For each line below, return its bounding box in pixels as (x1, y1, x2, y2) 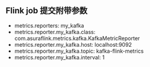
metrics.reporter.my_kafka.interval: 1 (14, 53, 105, 61)
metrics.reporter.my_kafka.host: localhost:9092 (14, 41, 132, 48)
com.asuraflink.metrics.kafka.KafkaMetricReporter (14, 35, 140, 42)
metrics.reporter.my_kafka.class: (14, 28, 96, 35)
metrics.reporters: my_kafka (14, 22, 84, 29)
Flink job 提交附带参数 (5, 5, 88, 16)
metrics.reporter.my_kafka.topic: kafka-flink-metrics (14, 47, 144, 54)
